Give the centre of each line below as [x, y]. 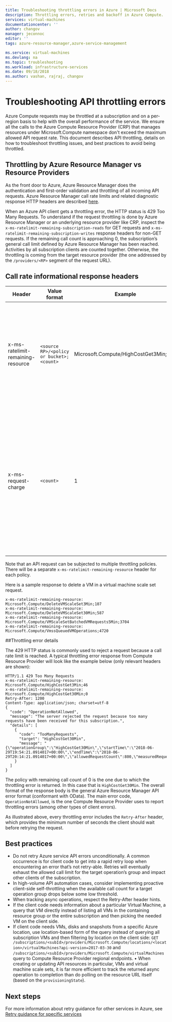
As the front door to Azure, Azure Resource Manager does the [71, 185]
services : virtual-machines [35, 19]
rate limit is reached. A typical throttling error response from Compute [79, 656]
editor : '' [17, 39]
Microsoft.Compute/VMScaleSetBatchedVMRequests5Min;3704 [67, 622]
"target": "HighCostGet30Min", [52, 739]
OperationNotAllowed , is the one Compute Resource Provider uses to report [84, 801]
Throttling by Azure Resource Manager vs [73, 165]
